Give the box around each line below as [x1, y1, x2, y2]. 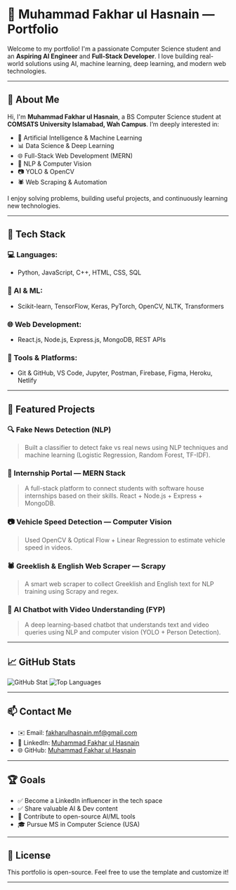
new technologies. [7, 201, 61, 210]
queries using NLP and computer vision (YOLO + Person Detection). [24, 628, 221, 637]
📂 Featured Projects [7, 403, 96, 415]
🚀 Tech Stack [7, 228, 66, 241]
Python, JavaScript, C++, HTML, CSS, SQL [17, 268, 142, 277]
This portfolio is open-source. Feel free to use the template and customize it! [7, 868, 229, 877]
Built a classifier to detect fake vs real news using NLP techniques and [24, 444, 228, 452]
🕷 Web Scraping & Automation [17, 178, 107, 186]
